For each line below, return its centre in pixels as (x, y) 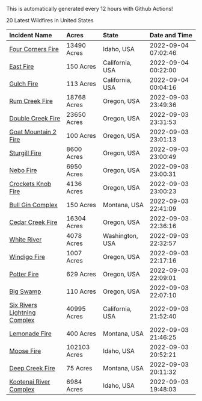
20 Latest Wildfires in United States (50, 20)
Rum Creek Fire (31, 101)
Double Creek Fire (35, 118)
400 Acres (81, 334)
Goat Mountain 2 (33, 132)
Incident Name (31, 35)
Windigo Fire (27, 257)
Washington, (121, 236)
